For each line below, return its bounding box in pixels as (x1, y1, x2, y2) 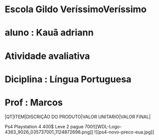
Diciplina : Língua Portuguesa (5, 73, 132, 85)
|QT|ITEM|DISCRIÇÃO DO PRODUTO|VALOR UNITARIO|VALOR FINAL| (5, 114, 151, 120)
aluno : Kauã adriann (5, 27, 94, 39)
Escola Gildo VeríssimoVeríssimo (5, 4, 147, 15)
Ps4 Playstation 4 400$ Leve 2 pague (5, 123, 84, 129)
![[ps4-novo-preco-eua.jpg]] (94, 129, 154, 135)
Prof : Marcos (5, 97, 63, 108)
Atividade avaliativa (5, 50, 90, 62)
